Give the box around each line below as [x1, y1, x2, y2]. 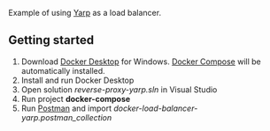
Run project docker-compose [20, 93, 131, 104]
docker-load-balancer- [113, 103, 198, 113]
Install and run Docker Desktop [20, 75, 135, 85]
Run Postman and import [20, 103, 112, 113]
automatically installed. [20, 65, 105, 76]
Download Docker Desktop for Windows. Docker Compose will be [20, 56, 262, 67]
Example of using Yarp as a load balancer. [8, 8, 161, 18]
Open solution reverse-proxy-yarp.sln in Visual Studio [20, 84, 218, 95]
